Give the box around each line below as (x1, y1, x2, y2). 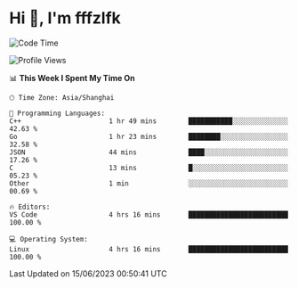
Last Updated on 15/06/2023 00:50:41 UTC (9, 267, 167, 279)
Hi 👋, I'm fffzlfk (9, 8, 122, 29)
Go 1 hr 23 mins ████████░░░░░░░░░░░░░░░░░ (9, 132, 289, 141)
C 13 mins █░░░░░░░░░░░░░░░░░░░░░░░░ (9, 163, 289, 172)
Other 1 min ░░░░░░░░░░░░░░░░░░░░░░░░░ (9, 178, 289, 188)
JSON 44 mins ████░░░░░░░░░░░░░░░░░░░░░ (9, 147, 289, 157)
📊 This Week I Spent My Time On (9, 72, 135, 83)
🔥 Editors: (9, 202, 51, 211)
